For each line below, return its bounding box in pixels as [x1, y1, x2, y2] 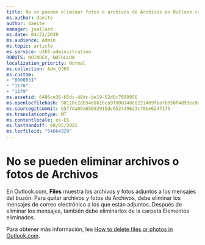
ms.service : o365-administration [6, 49, 92, 55]
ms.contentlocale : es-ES [6, 117, 70, 123]
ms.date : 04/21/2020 [6, 32, 59, 38]
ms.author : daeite [6, 15, 53, 21]
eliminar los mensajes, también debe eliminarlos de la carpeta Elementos [6, 207, 190, 214]
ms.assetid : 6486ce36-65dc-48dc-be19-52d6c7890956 [6, 94, 138, 100]
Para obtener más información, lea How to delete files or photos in [6, 225, 173, 233]
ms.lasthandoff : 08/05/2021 [6, 123, 78, 129]
